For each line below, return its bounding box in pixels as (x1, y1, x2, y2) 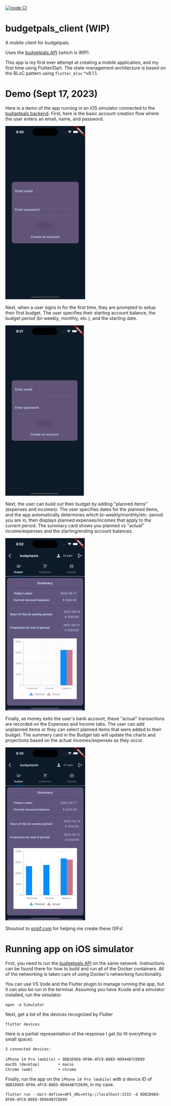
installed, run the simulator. (5, 992, 62, 998)
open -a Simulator (5, 1002, 44, 1007)
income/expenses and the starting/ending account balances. (5, 528, 133, 534)
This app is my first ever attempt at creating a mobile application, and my (5, 59, 159, 65)
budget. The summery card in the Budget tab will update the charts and (5, 731, 156, 738)
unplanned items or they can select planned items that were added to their (5, 726, 162, 732)
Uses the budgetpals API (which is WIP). (5, 49, 90, 56)
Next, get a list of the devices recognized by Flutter (5, 1011, 113, 1017)
